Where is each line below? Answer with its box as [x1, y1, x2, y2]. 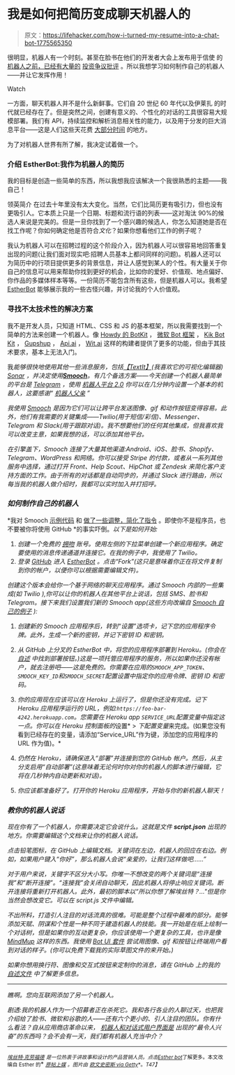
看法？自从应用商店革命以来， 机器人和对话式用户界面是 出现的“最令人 [13, 1023, 215, 1032]
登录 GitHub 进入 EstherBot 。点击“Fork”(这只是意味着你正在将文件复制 [17, 557, 222, 565]
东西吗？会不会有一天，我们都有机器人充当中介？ [22, 1032, 163, 1041]
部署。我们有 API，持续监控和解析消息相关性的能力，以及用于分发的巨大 [13, 116, 221, 124]
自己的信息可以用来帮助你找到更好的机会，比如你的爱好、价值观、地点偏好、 [7, 267, 227, 276]
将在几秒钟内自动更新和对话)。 [17, 771, 106, 780]
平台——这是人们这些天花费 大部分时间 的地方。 [13, 125, 151, 134]
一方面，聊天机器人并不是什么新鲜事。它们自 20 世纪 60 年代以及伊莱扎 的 [7, 99, 221, 107]
